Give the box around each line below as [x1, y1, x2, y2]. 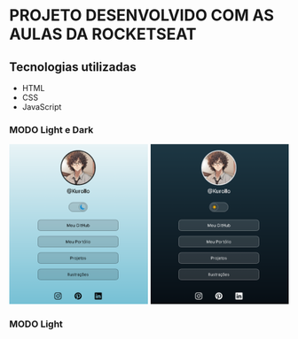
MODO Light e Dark [9, 123, 94, 135]
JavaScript [21, 102, 62, 112]
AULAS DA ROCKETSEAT [9, 24, 197, 44]
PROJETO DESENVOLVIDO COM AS [9, 5, 275, 26]
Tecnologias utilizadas [9, 59, 137, 74]
